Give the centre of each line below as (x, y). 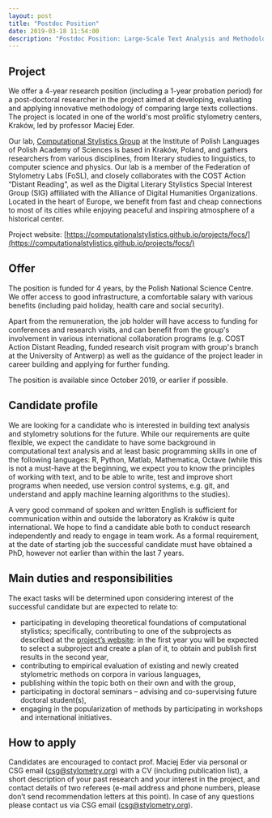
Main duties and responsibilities (91, 578)
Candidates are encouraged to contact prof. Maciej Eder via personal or (128, 762)
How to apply (42, 742)
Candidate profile (53, 405)
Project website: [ (38, 235)
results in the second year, (64, 657)
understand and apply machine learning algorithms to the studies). (119, 494)
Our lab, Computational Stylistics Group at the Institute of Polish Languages (134, 141)
